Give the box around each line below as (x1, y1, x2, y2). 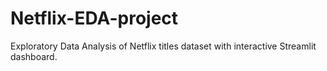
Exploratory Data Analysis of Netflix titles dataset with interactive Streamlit (10, 40, 317, 52)
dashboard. (10, 50, 58, 62)
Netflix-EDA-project (10, 7, 179, 30)
